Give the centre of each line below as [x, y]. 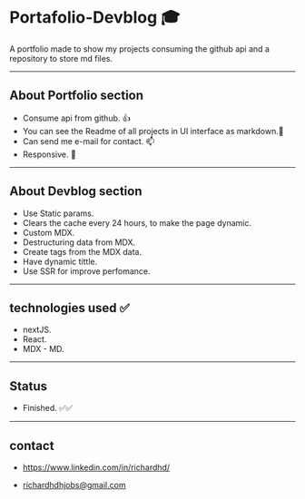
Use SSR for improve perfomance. [87, 271]
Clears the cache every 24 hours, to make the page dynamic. [137, 222]
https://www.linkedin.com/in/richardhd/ [96, 467]
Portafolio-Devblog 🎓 [95, 18]
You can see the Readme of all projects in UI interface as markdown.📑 [153, 131]
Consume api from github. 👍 [76, 118]
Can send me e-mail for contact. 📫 [89, 141]
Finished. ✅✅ [48, 408]
